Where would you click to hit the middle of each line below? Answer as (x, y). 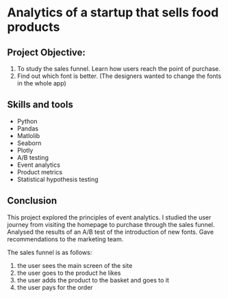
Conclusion (32, 201)
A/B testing (33, 157)
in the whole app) (41, 83)
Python (27, 121)
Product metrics (40, 172)
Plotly (25, 150)
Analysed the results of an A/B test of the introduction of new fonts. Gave (111, 232)
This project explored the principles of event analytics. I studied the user (109, 217)
